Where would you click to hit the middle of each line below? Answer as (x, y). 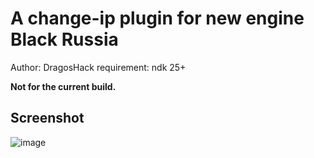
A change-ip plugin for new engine (157, 18)
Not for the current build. (63, 86)
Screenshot (47, 118)
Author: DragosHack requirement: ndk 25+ (98, 67)
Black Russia (64, 39)
